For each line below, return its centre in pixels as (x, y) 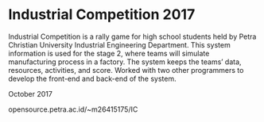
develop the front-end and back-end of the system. (92, 78)
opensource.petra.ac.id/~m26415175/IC (73, 109)
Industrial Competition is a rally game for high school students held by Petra (132, 36)
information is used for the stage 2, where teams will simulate (109, 53)
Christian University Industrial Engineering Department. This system (119, 44)
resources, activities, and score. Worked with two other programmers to (126, 70)
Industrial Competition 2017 (102, 15)
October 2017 (31, 93)
